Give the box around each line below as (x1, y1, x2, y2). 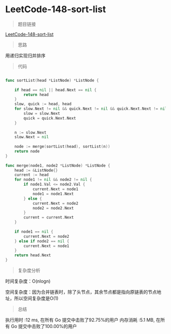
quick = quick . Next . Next (23, 115, 76, 120)
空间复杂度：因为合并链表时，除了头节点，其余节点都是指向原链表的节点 (5, 289, 157, 295)
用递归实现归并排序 (5, 52, 46, 58)
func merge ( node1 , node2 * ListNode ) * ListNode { (5, 163, 110, 168)
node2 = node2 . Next (32, 205, 74, 210)
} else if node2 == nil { (14, 238, 70, 244)
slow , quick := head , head (14, 102, 72, 107)
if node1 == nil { (14, 229, 53, 234)
